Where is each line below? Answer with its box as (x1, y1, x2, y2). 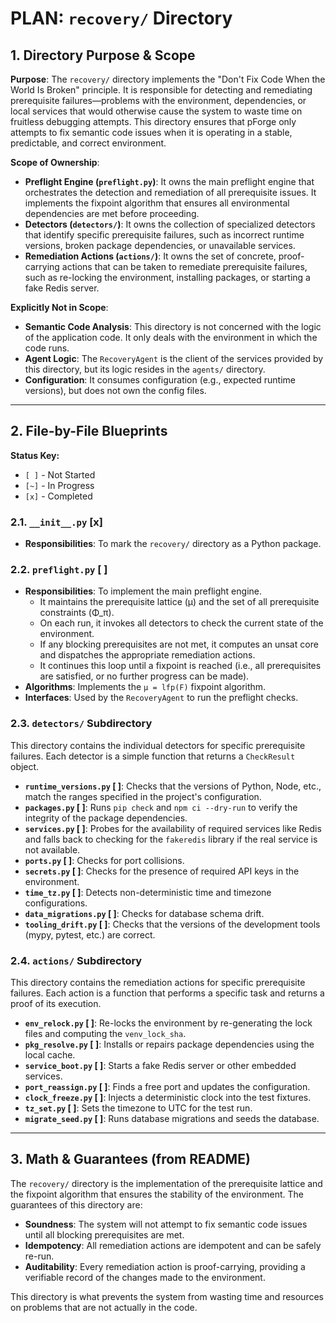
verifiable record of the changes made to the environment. (24, 1271, 266, 1283)
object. (10, 760, 40, 772)
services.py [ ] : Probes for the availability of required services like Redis (24, 822, 322, 834)
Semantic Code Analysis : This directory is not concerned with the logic (24, 321, 322, 332)
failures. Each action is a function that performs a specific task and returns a (10, 987, 325, 999)
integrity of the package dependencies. (24, 812, 188, 824)
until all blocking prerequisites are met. (24, 1228, 185, 1241)
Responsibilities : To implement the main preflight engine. (24, 585, 262, 597)
